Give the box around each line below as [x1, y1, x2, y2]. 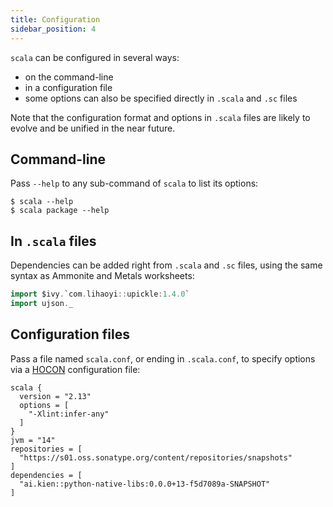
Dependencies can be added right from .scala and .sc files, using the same [10, 259, 323, 271]
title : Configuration [10, 14, 101, 25]
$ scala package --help [10, 206, 110, 216]
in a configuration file [24, 81, 113, 93]
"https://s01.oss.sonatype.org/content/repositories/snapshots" [19, 452, 293, 463]
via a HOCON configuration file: [10, 363, 141, 375]
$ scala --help [10, 197, 74, 207]
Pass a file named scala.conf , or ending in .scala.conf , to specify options [10, 352, 316, 365]
